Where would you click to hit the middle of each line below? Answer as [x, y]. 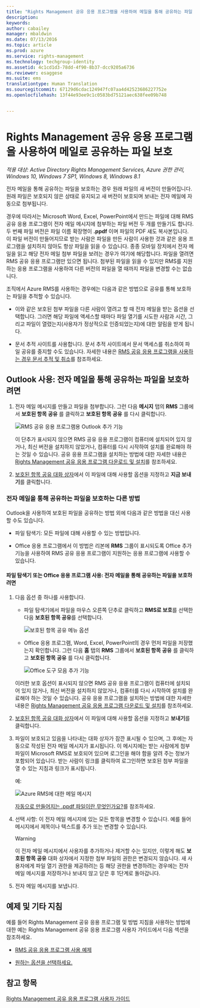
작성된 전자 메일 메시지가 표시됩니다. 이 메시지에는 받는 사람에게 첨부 [110, 746]
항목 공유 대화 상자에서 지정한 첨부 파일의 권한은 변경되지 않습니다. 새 [106, 858]
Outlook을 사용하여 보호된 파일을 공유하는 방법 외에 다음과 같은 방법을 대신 [93, 513]
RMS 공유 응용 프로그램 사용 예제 [53, 949]
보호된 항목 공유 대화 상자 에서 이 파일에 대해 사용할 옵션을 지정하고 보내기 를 [102, 718]
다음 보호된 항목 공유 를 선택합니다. [63, 617]
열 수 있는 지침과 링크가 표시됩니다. [56, 768]
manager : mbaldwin [29, 34]
